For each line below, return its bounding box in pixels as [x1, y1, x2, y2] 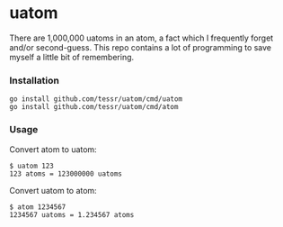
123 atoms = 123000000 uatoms [9, 169, 123, 178]
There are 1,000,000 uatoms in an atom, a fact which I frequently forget [9, 32, 274, 43]
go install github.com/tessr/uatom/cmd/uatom [9, 95, 182, 104]
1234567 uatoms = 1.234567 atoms [9, 210, 135, 219]
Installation [9, 74, 60, 86]
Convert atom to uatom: [9, 143, 97, 155]
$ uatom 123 [9, 161, 54, 170]
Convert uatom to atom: [9, 185, 97, 195]
